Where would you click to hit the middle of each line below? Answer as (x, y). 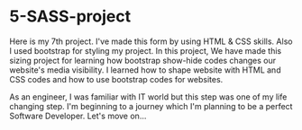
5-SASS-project (70, 17)
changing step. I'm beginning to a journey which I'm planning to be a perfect (151, 106)
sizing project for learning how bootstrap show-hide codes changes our (143, 60)
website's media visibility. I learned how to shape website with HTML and (145, 70)
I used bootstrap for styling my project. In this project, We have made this (146, 50)
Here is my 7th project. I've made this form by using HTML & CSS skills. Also (151, 41)
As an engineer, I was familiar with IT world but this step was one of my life (148, 97)
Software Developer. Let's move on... (78, 116)
